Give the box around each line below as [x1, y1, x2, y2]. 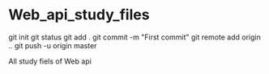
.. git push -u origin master [8, 40, 97, 50]
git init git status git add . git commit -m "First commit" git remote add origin [8, 32, 261, 42]
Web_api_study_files [8, 6, 150, 24]
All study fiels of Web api [8, 56, 92, 66]
